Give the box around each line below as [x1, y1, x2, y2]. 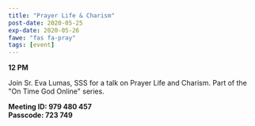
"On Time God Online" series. [8, 86, 105, 96]
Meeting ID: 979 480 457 [8, 102, 93, 112]
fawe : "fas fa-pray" [8, 33, 77, 42]
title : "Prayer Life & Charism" [8, 11, 115, 20]
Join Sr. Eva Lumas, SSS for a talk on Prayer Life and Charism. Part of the [8, 78, 247, 88]
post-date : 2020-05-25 [8, 19, 83, 27]
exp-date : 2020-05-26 [8, 26, 80, 34]
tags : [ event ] [8, 41, 55, 49]
